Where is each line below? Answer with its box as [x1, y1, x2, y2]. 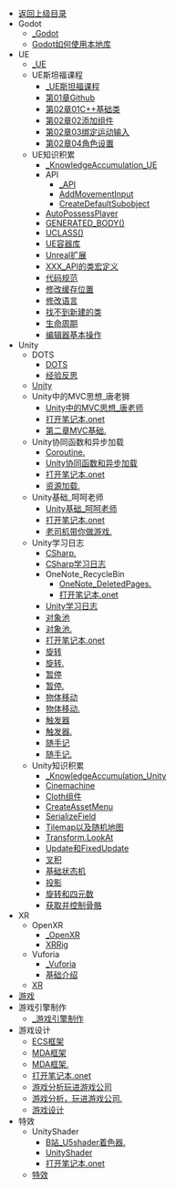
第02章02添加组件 [45, 115, 114, 126]
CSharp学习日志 [45, 559, 107, 569]
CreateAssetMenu [45, 801, 114, 812]
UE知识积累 [31, 150, 76, 160]
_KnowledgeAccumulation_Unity [45, 770, 167, 781]
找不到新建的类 [45, 306, 102, 317]
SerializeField [45, 811, 97, 822]
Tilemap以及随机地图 [45, 822, 125, 832]
